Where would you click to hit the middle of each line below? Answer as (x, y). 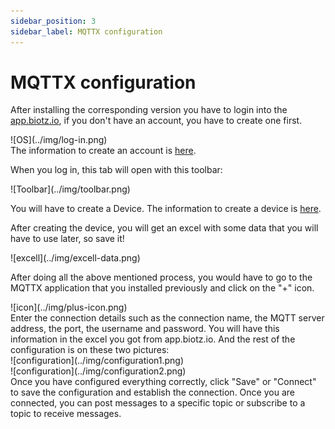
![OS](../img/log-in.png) (59, 140)
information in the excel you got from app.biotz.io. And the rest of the (153, 339)
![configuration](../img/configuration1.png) (97, 361)
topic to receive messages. (66, 414)
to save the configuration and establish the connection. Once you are (152, 392)
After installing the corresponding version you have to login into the (149, 110)
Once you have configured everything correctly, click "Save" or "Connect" (163, 382)
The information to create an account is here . (103, 151)
